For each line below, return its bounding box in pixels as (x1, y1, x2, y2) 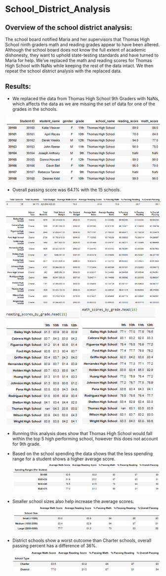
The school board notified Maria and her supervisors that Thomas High (5, 36, 150, 42)
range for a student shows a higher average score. (12, 456, 116, 462)
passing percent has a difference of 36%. (12, 542, 97, 549)
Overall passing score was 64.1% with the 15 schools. (12, 187, 121, 193)
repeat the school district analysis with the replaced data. (5, 68, 122, 74)
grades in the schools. (12, 106, 58, 112)
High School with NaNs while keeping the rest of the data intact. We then (5, 63, 154, 68)
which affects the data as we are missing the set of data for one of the (12, 101, 156, 107)
